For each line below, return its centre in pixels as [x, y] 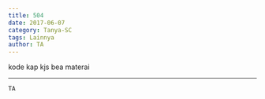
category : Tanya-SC [40, 30]
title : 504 [26, 15]
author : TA [26, 45]
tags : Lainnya [32, 37]
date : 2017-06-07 [37, 23]
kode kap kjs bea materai [49, 67]
